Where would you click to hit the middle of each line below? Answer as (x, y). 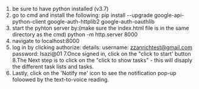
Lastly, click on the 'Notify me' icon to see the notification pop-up (94, 73)
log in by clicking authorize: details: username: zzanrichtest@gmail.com (102, 47)
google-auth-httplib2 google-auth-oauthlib (101, 21)
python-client (29, 21)
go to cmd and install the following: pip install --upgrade (82, 15)
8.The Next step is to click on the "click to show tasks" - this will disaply (102, 60)
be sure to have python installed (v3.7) (60, 9)
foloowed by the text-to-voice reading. (61, 79)
